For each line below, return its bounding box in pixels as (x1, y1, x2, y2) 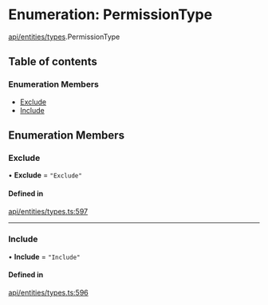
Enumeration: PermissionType (8, 6, 213, 24)
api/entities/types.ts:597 (8, 206, 89, 216)
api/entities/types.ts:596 (8, 288, 89, 298)
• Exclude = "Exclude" (8, 170, 82, 180)
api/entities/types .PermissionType (8, 32, 120, 41)
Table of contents (8, 55, 97, 68)
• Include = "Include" (8, 252, 81, 261)
